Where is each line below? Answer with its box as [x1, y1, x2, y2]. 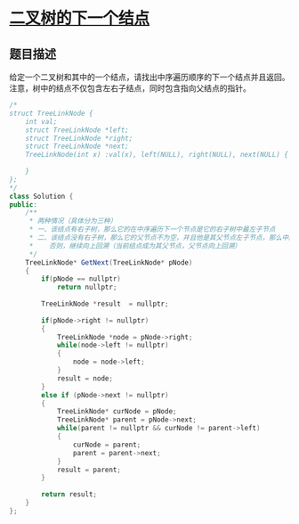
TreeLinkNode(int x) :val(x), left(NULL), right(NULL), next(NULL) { [25, 151, 289, 160]
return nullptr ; [56, 282, 117, 292]
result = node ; [56, 373, 114, 383]
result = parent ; [56, 465, 122, 474]
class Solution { [9, 192, 74, 201]
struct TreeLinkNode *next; [25, 142, 129, 151]
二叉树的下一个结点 [9, 8, 150, 29]
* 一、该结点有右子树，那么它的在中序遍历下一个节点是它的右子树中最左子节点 [28, 225, 276, 234]
